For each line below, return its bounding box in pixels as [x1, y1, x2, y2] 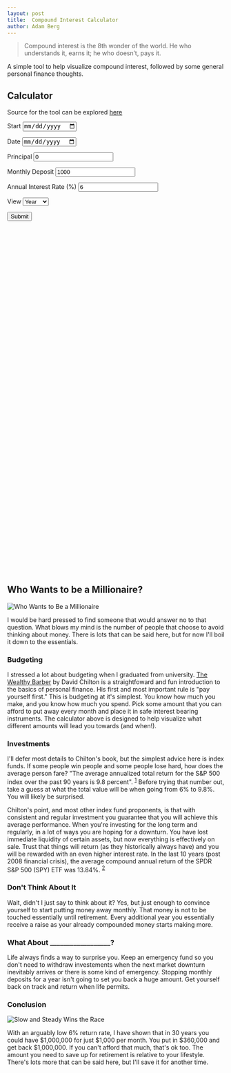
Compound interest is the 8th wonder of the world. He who [23, 42, 192, 50]
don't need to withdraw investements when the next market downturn [7, 961, 205, 969]
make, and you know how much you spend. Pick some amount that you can [7, 699, 222, 708]
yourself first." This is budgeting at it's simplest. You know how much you [7, 692, 216, 701]
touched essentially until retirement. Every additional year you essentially [7, 913, 215, 921]
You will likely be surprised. [7, 792, 85, 801]
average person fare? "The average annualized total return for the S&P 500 [7, 770, 221, 778]
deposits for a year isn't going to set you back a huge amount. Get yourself [7, 975, 221, 983]
